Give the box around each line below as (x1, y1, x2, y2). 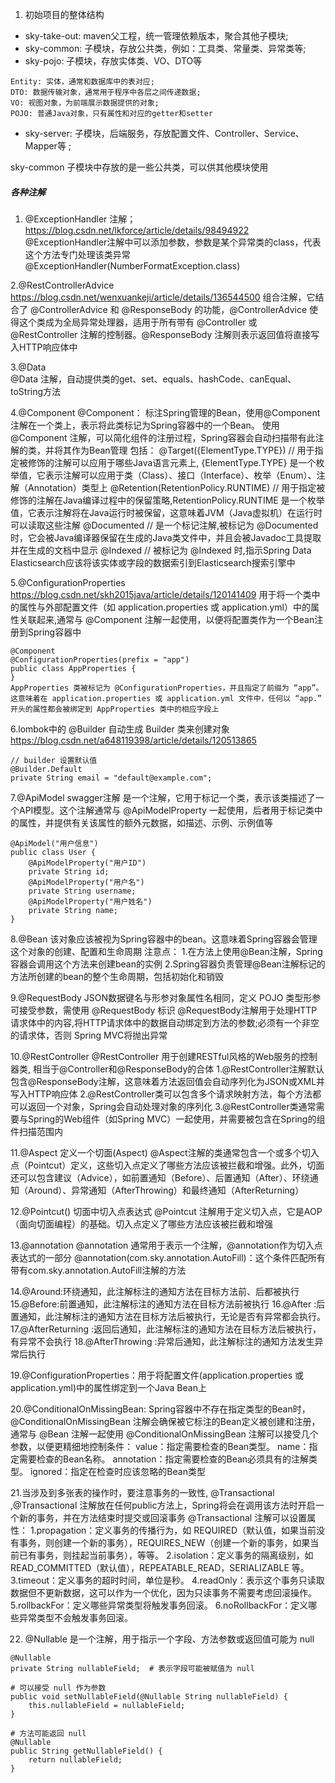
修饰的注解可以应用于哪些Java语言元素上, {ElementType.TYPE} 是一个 (27, 456, 317, 468)
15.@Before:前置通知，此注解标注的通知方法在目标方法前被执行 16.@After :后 (10, 1298, 326, 1310)
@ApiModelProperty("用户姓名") (28, 896, 153, 907)
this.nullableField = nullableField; (28, 1700, 186, 1710)
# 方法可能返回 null (10, 1728, 87, 1738)
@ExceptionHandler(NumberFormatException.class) (24, 259, 241, 272)
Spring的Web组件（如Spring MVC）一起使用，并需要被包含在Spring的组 (27, 1113, 326, 1125)
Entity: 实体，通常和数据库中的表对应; (10, 77, 155, 87)
